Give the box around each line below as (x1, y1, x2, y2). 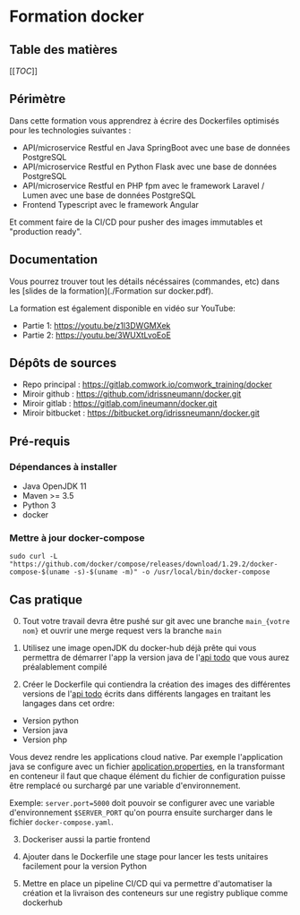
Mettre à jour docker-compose (9, 532, 145, 544)
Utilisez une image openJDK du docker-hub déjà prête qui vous (21, 643, 257, 654)
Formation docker (9, 6, 145, 27)
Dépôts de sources (9, 355, 117, 371)
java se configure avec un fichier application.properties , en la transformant (9, 761, 285, 772)
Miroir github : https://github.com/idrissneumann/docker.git (21, 389, 242, 399)
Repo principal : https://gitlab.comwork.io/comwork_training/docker (21, 379, 273, 390)
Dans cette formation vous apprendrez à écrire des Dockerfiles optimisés (9, 115, 279, 126)
